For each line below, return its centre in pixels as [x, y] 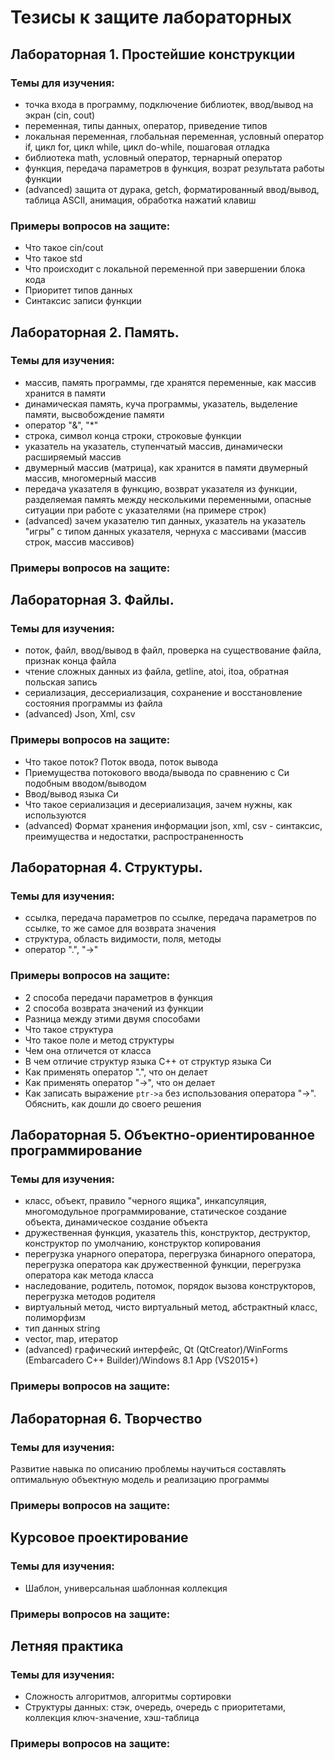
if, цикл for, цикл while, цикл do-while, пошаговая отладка [147, 147]
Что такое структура [69, 1029]
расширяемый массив [73, 457]
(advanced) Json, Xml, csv [80, 714]
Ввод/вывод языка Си [71, 793]
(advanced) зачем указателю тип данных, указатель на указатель [165, 520]
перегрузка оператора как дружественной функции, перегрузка [163, 1265]
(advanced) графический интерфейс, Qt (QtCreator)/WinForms [156, 1350]
